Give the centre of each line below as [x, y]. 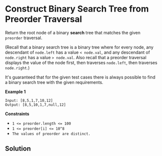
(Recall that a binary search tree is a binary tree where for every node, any [79, 47]
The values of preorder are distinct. [51, 134]
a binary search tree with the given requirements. [54, 82]
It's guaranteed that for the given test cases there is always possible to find [80, 77]
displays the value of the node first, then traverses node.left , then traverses [81, 62]
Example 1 [15, 92]
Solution [18, 149]
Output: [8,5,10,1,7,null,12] [36, 105]
